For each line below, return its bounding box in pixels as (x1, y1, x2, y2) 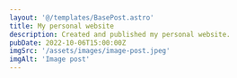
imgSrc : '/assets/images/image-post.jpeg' (9, 47, 171, 56)
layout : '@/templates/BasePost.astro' (9, 13, 154, 22)
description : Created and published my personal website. (9, 30, 231, 39)
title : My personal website (9, 22, 115, 30)
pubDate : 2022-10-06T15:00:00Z (9, 38, 127, 48)
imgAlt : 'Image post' (9, 55, 91, 64)
